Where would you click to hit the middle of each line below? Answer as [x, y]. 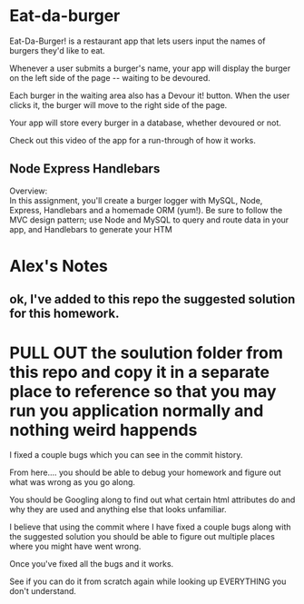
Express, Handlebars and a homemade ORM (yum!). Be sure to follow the [146, 210]
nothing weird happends [103, 430]
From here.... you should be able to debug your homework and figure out [145, 472]
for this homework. [64, 314]
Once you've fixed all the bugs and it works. [92, 564]
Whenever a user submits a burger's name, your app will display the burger [150, 68]
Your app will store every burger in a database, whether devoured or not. [145, 123]
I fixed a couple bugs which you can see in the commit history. [126, 455]
